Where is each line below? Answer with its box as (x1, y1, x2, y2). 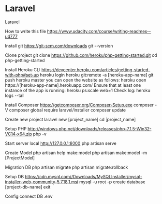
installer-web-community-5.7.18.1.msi (5, 179, 78, 185)
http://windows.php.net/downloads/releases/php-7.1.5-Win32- (27, 126, 152, 131)
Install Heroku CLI (5, 66, 41, 73)
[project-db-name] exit (5, 184, 51, 189)
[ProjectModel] (5, 155, 35, 160)
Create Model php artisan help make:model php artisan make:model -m (5, 150, 147, 156)
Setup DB (5, 173, 24, 179)
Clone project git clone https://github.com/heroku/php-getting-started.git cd (5, 52, 157, 58)
